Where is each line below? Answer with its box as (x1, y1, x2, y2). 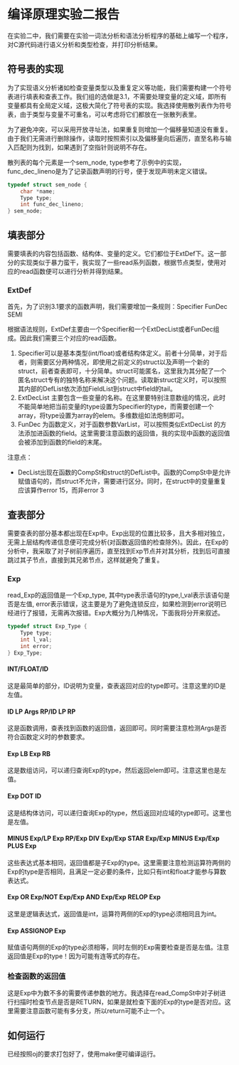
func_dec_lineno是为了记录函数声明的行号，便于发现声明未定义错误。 (7, 166, 211, 175)
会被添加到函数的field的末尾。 (17, 438, 106, 447)
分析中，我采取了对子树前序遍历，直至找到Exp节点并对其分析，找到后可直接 (7, 547, 230, 556)
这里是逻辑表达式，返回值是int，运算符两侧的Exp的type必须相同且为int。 (7, 909, 221, 918)
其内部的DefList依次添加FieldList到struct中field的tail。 (17, 385, 176, 393)
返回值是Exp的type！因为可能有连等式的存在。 (7, 952, 144, 960)
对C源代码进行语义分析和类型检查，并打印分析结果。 (7, 40, 162, 48)
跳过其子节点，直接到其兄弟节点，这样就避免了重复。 (7, 556, 164, 564)
